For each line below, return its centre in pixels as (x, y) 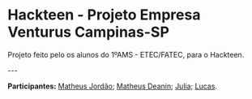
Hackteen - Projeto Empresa (104, 15)
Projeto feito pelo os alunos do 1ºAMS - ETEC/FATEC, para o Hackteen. (126, 54)
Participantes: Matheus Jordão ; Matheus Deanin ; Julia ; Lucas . (113, 86)
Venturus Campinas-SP (88, 32)
